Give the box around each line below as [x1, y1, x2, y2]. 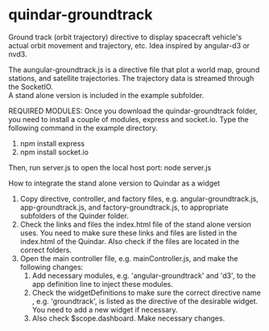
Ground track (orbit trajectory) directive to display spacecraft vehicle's [8, 32, 242, 42]
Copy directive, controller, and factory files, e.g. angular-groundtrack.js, [19, 194, 259, 203]
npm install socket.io [19, 147, 89, 157]
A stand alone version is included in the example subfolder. [8, 90, 205, 100]
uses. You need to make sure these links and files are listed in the [19, 227, 238, 238]
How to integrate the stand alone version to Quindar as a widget [8, 178, 221, 188]
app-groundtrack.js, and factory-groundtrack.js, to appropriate [19, 202, 229, 212]
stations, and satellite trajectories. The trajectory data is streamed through [8, 73, 255, 83]
